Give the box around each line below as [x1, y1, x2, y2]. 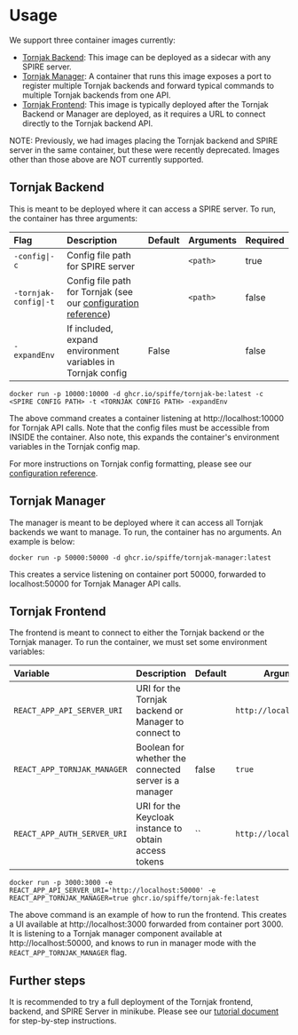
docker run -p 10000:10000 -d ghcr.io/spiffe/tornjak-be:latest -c [9, 389, 264, 398]
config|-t [13, 297, 55, 307]
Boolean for [136, 741, 184, 753]
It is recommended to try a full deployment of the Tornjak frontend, [9, 997, 254, 1007]
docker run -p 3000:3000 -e [9, 879, 114, 888]
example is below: [9, 536, 75, 546]
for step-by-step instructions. [9, 1015, 117, 1026]
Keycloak [136, 811, 175, 824]
